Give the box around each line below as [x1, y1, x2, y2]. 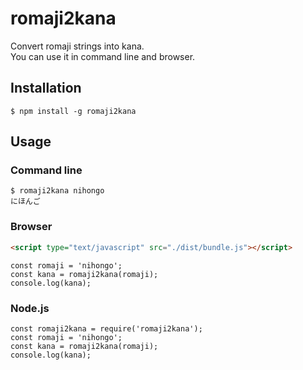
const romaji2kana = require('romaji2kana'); [10, 323, 203, 334]
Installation [10, 80, 82, 97]
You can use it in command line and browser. [10, 50, 196, 62]
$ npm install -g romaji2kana [10, 106, 137, 116]
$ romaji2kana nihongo [10, 186, 105, 196]
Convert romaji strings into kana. [10, 40, 145, 52]
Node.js [10, 301, 50, 315]
